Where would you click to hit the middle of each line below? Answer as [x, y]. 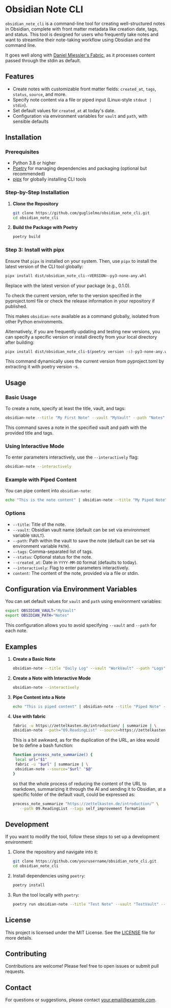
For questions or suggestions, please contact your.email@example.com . [81, 1000]
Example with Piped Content [41, 480]
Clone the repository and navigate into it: [55, 852]
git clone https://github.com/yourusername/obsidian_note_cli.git [84, 861]
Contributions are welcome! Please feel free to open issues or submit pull [82, 966]
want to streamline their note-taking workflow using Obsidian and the [78, 40]
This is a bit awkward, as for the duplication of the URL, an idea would [86, 740]
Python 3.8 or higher [34, 163]
